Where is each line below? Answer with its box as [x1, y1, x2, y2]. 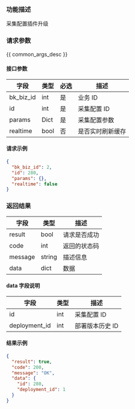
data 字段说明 [6, 282, 40, 289]
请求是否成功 [62, 230, 100, 239]
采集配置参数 [77, 116, 115, 124]
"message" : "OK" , [11, 370, 55, 376]
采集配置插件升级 [6, 20, 49, 28]
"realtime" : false [11, 181, 58, 187]
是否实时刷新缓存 [77, 127, 127, 136]
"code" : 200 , [11, 364, 44, 370]
